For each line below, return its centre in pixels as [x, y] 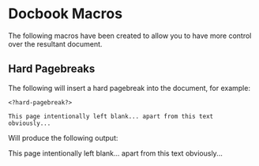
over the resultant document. [55, 43]
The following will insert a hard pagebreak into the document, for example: [129, 88]
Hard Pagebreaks [52, 69]
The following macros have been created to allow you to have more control [130, 36]
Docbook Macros [66, 14]
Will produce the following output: [63, 138]
